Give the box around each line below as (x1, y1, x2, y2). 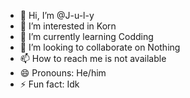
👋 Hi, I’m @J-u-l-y (19, 10, 95, 21)
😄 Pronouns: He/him (19, 67, 107, 79)
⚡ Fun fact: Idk (19, 78, 80, 90)
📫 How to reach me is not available (19, 53, 167, 64)
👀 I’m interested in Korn (19, 20, 117, 32)
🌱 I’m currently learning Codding (19, 31, 154, 42)
